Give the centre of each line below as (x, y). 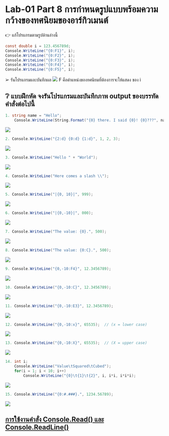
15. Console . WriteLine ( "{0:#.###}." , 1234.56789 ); (59, 394)
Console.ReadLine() (37, 427)
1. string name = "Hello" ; (33, 116)
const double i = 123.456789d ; (38, 46)
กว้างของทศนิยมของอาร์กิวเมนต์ (57, 20)
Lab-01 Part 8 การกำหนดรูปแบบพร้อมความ (82, 9)
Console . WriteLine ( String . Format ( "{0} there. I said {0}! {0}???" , (86, 120)
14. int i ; (17, 362)
